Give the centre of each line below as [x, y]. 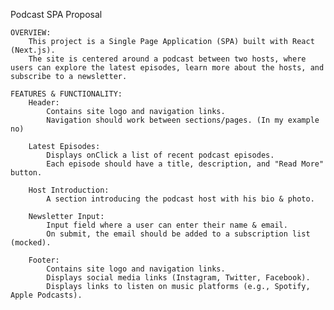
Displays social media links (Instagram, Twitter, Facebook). [178, 278]
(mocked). [31, 243]
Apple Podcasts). [46, 295]
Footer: [44, 260]
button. [26, 173]
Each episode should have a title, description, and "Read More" [185, 164]
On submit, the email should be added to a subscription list [178, 234]
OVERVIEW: [31, 33]
